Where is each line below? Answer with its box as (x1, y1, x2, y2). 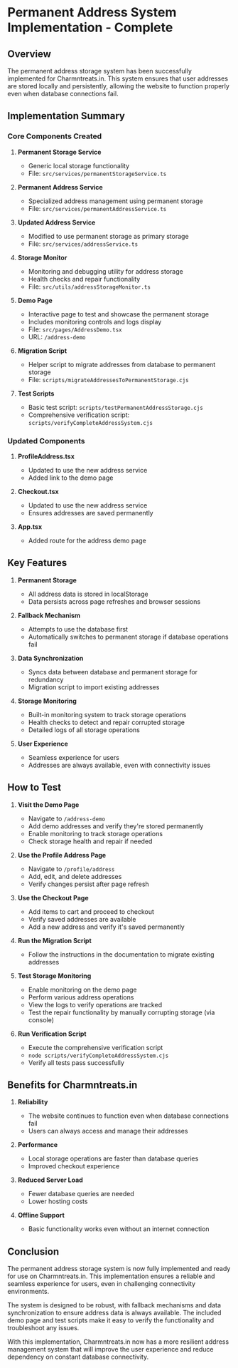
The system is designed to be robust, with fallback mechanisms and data (7, 1301, 222, 1310)
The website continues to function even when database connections (28, 1111, 229, 1120)
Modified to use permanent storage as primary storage (28, 232, 190, 240)
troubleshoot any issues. (7, 1324, 80, 1332)
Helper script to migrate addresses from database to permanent (28, 360, 216, 369)
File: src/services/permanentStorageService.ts (28, 169, 167, 178)
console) (28, 1015, 55, 1024)
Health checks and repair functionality (28, 274, 141, 283)
